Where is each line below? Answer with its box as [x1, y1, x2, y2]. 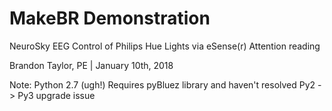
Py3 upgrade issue [17, 89, 96, 101]
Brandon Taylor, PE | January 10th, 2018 [9, 59, 174, 71]
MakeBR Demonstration [9, 7, 211, 30]
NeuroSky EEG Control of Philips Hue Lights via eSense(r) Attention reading [9, 40, 321, 52]
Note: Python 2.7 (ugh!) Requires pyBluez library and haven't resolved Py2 [9, 78, 316, 91]
